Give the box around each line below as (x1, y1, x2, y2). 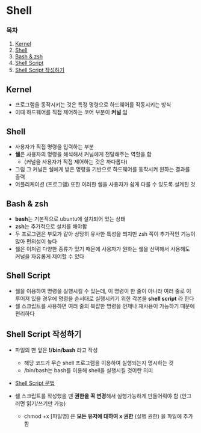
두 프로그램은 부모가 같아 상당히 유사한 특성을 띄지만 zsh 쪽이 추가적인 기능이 (14, 230, 196, 238)
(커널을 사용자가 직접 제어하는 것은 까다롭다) (23, 158, 128, 165)
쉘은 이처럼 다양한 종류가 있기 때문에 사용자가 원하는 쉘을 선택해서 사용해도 (14, 245, 191, 253)
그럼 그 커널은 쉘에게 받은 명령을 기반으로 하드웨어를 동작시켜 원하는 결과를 (14, 166, 191, 173)
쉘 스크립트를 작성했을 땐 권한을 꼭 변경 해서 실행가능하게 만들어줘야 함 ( (14, 392, 182, 399)
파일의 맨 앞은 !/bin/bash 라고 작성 (14, 346, 98, 354)
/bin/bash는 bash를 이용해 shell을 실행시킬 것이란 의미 (23, 366, 153, 373)
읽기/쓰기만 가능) (26, 399, 66, 407)
